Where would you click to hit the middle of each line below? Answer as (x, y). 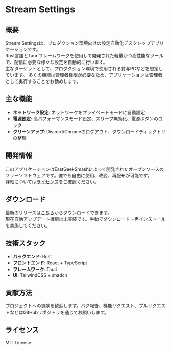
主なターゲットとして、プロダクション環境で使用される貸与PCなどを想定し (84, 68)
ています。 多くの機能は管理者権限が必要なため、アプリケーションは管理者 (84, 75)
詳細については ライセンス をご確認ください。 (52, 182)
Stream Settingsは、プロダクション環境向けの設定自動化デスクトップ (78, 43)
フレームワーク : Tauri (35, 270)
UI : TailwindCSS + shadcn (40, 275)
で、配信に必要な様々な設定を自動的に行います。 (57, 62)
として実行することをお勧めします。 (43, 81)
